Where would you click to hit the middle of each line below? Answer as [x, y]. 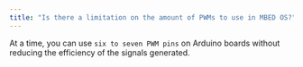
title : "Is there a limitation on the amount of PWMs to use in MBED [143, 17]
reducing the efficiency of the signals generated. [100, 52]
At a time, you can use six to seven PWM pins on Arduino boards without [145, 43]
